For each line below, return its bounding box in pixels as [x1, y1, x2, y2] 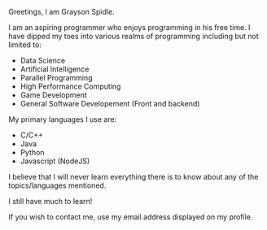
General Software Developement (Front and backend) [20, 99, 200, 108]
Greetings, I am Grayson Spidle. [8, 7, 116, 16]
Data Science [20, 56, 66, 65]
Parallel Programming [20, 73, 93, 82]
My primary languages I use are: [8, 115, 117, 124]
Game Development [20, 90, 87, 100]
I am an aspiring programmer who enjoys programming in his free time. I [8, 23, 251, 32]
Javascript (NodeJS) [20, 156, 90, 166]
